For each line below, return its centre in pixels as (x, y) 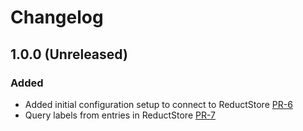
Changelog (57, 17)
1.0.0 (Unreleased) (69, 54)
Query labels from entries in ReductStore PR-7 (120, 115)
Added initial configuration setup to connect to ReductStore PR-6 (158, 104)
